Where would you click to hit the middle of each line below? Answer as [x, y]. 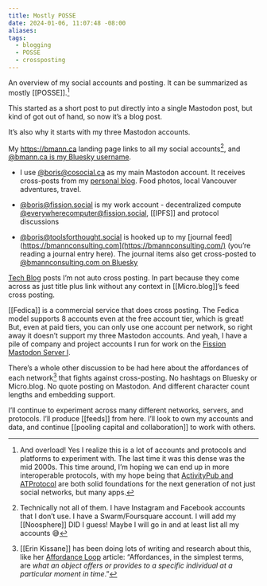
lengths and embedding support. [62, 394]
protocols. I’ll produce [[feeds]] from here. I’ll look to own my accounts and [131, 418]
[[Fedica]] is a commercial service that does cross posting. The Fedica [124, 311]
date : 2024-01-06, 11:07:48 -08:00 [67, 23]
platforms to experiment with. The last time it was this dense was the [132, 458]
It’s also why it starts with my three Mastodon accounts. [99, 131]
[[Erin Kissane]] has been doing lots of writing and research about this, [135, 548]
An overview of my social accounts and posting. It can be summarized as [128, 82]
